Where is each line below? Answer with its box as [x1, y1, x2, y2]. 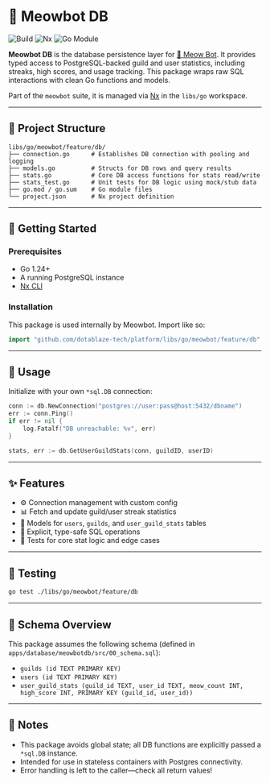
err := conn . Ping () [8, 410, 74, 418]
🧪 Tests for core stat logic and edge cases [19, 536, 161, 545]
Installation [8, 301, 54, 313]
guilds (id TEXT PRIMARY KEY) [19, 665, 122, 673]
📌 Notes [8, 719, 49, 732]
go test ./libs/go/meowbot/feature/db [8, 588, 138, 596]
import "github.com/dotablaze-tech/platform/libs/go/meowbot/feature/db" [8, 335, 261, 343]
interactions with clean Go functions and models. [8, 75, 171, 85]
